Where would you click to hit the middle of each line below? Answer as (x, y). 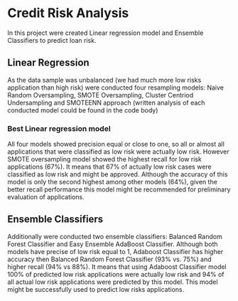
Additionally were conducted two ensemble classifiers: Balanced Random (115, 236)
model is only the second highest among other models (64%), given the (113, 182)
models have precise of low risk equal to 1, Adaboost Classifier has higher (115, 251)
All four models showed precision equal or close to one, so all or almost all (116, 144)
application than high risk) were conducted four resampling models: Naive (116, 88)
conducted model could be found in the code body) (83, 110)
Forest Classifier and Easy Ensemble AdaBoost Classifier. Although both (113, 244)
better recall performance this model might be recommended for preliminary (119, 189)
